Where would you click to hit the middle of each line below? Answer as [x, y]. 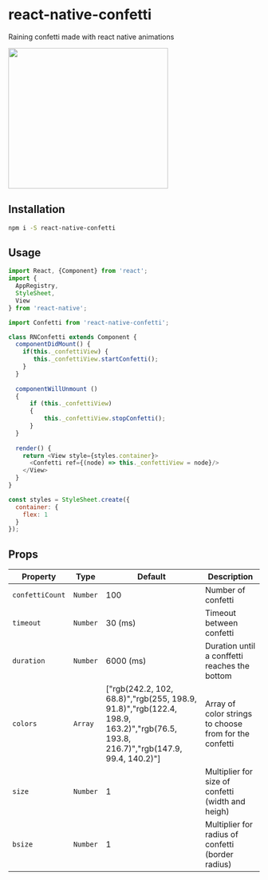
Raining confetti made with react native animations [91, 37]
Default [151, 577]
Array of [220, 704]
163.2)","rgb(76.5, [142, 729]
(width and [225, 802]
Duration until [230, 646]
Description [231, 577]
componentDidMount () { [53, 345]
